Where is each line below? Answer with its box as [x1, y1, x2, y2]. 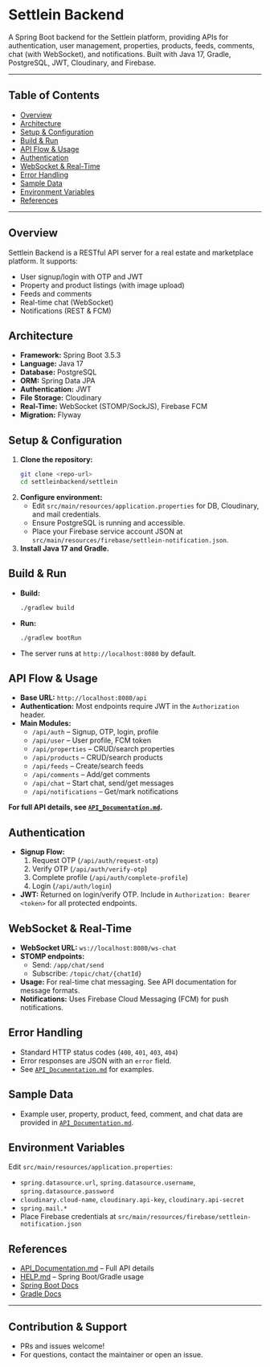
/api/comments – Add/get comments [31, 770, 150, 780]
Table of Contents [8, 88, 100, 102]
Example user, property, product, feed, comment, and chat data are [19, 1109, 243, 1119]
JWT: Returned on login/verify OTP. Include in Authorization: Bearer [19, 890, 251, 899]
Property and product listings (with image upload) [19, 280, 185, 290]
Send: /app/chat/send [31, 960, 104, 969]
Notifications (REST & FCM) [19, 305, 112, 315]
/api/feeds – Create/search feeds [31, 761, 144, 771]
